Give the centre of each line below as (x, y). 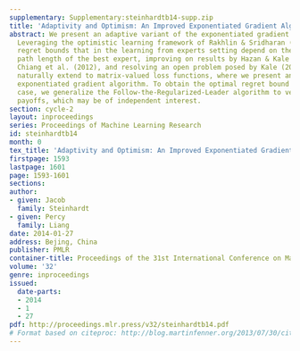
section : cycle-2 (42, 109)
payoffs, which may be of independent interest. (109, 100)
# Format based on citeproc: (63, 333)
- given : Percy (37, 217)
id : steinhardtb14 (43, 134)
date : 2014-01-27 (42, 233)
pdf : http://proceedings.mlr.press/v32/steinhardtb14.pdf (119, 325)
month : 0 (25, 142)
